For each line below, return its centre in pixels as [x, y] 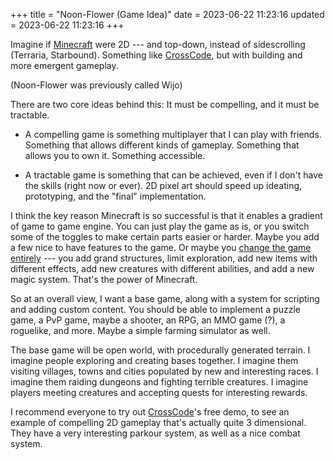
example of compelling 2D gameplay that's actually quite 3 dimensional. [158, 422]
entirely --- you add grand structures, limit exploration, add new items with [164, 258]
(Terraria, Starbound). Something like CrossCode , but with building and [156, 55]
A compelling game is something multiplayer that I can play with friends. [173, 134]
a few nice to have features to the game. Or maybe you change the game [161, 247]
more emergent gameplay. [64, 65]
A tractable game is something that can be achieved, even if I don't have [173, 175]
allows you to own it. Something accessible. [115, 155]
